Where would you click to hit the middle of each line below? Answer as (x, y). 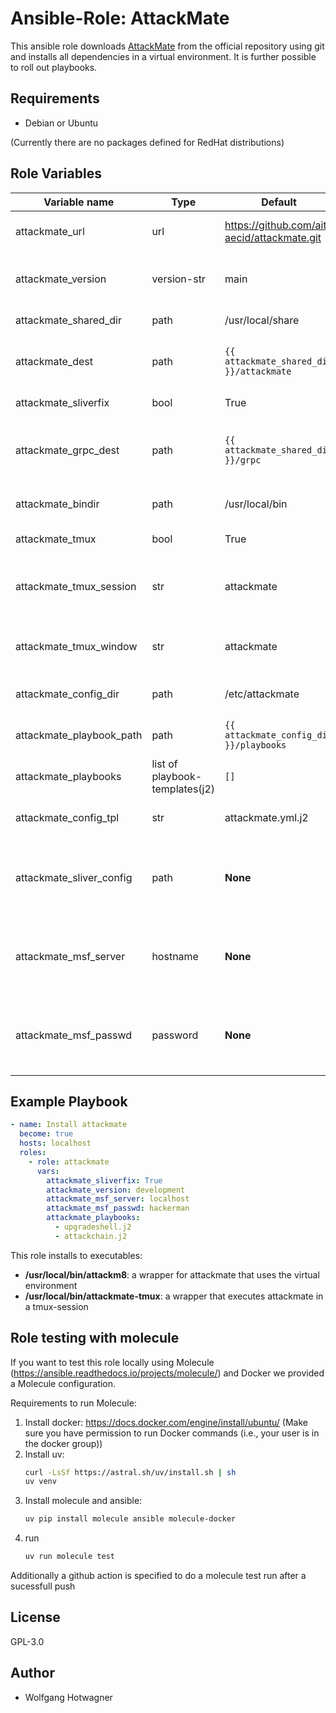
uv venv (40, 1482)
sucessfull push (43, 1586)
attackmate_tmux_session (76, 586)
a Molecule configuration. (63, 1383)
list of (164, 764)
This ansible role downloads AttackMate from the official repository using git (167, 46)
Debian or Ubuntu (61, 123)
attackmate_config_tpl (67, 817)
